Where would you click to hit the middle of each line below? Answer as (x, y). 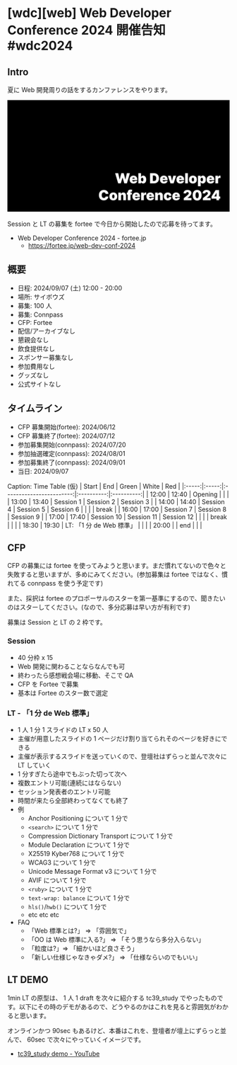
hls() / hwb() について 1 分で (67, 907)
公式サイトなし (39, 384)
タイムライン (35, 409)
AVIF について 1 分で (57, 880)
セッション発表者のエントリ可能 (64, 792)
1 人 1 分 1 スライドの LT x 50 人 (63, 730)
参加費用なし (36, 366)
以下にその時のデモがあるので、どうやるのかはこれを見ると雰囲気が (117, 1006)
